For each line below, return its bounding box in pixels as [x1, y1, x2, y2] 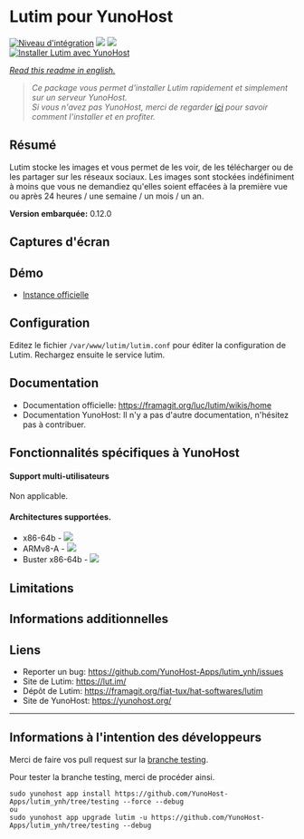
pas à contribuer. [22, 419, 86, 430]
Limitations [9, 580, 74, 596]
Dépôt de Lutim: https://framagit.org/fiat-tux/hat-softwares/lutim [22, 685, 263, 696]
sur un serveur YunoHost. [31, 92, 128, 102]
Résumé [9, 138, 57, 153]
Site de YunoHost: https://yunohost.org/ [22, 695, 172, 706]
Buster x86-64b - [22, 554, 89, 565]
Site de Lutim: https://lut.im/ [22, 676, 127, 687]
